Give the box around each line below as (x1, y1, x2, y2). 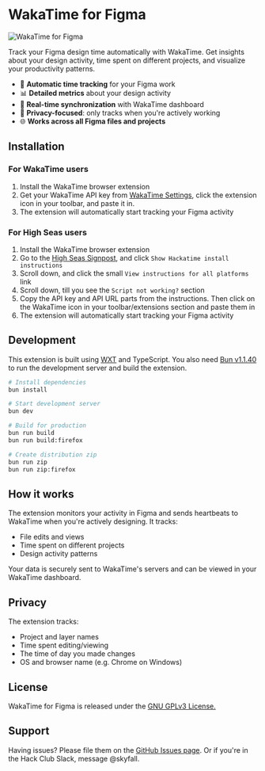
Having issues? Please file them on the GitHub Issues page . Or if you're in (8, 745, 248, 754)
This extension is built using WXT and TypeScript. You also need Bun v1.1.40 (8, 354, 257, 364)
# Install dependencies (8, 378, 87, 386)
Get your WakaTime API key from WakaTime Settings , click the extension (19, 190, 257, 200)
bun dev (8, 407, 34, 415)
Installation (8, 140, 65, 154)
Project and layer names (19, 632, 99, 642)
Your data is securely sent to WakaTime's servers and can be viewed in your (8, 564, 257, 574)
